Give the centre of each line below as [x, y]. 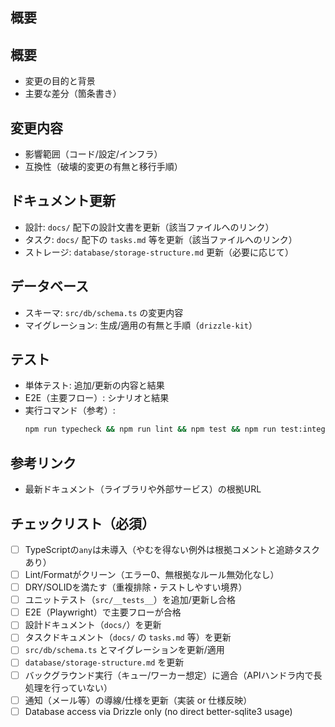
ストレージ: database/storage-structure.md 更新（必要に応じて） [159, 252]
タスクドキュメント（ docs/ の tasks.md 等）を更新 [128, 637]
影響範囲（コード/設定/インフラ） [93, 154]
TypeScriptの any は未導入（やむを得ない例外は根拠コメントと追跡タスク [172, 549]
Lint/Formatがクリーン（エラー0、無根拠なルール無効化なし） [152, 575]
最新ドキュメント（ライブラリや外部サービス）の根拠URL [143, 489]
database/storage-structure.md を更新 [104, 662]
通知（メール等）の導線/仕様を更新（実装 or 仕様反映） [138, 700]
